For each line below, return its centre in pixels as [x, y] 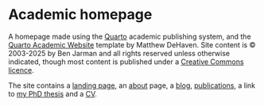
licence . [21, 70]
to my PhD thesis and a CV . [53, 93]
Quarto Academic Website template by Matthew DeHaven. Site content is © [132, 44]
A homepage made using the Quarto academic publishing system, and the [130, 36]
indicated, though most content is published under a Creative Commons [126, 62]
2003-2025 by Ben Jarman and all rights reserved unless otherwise [119, 53]
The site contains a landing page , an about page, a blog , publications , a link [132, 85]
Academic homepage [80, 15]
